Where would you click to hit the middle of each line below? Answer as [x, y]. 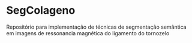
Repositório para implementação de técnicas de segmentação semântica [97, 27]
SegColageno [41, 10]
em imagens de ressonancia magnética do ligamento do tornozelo [88, 33]
